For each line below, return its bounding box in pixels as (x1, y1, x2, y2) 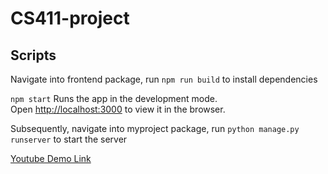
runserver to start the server (10, 133, 128, 145)
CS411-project (10, 7, 130, 30)
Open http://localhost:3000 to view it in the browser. (10, 103, 226, 115)
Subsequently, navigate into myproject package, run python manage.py (10, 123, 300, 134)
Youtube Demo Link (10, 153, 92, 164)
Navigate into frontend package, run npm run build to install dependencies (10, 73, 318, 85)
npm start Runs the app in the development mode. (10, 93, 218, 104)
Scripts (10, 47, 57, 64)
